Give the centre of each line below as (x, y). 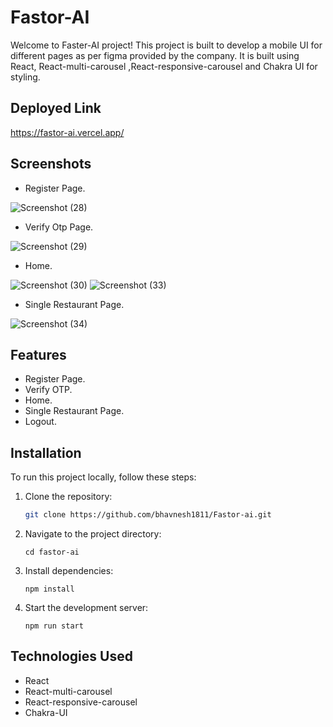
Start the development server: (86, 608)
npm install (49, 589)
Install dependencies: (69, 571)
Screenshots (51, 164)
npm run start (54, 626)
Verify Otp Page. (59, 227)
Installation (46, 452)
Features (38, 354)
